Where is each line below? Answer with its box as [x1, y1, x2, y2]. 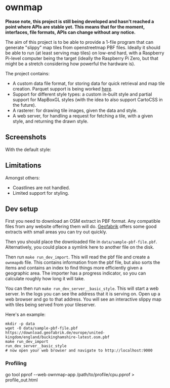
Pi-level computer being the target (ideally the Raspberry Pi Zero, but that [5, 55, 158, 61]
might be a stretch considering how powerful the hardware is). [5, 61, 136, 67]
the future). [12, 102, 36, 108]
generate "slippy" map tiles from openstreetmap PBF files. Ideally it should [5, 44, 161, 50]
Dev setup [5, 204, 38, 213]
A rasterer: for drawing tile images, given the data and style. [12, 107, 138, 113]
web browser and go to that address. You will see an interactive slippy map [5, 296, 162, 303]
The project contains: [5, 70, 50, 76]
